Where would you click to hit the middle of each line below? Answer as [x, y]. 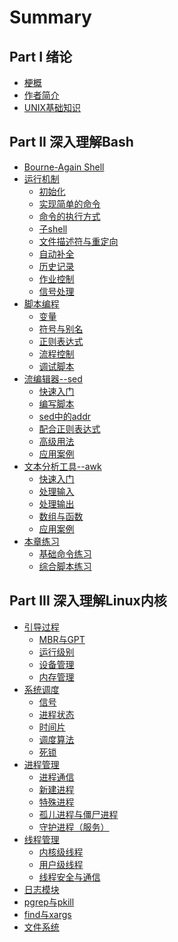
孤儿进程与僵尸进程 [78, 814]
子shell [53, 228]
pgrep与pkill [49, 902]
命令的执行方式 [69, 216]
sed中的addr [64, 416]
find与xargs [47, 914]
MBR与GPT [62, 639]
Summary [50, 17]
